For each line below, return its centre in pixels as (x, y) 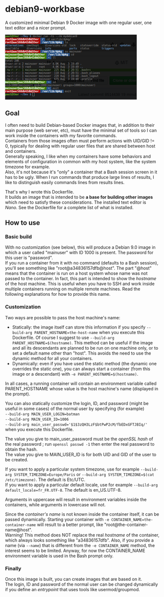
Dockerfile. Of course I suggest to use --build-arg (63, 337)
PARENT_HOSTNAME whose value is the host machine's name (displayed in (82, 388)
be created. (17, 459)
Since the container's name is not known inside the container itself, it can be (82, 514)
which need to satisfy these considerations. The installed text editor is (76, 202)
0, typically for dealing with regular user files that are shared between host (80, 146)
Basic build (19, 237)
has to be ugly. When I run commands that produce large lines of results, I (80, 177)
